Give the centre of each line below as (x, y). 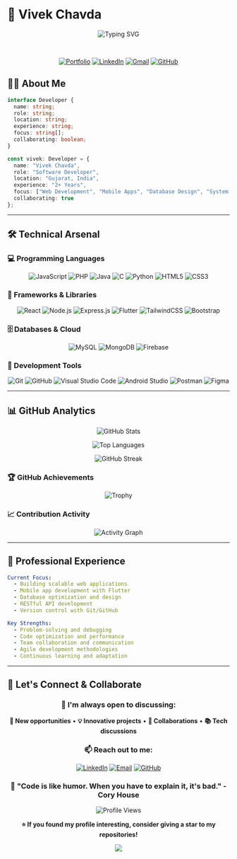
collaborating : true (44, 198)
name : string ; (34, 106)
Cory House (119, 795)
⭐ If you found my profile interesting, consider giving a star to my (119, 824)
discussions (119, 731)
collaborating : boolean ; (50, 139)
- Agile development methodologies (66, 650)
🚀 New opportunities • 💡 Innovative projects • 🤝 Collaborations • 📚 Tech (119, 720)
